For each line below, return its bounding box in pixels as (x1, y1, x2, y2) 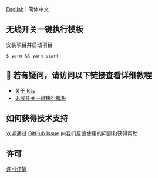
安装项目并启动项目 (6, 41, 53, 48)
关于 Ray (14, 87, 36, 94)
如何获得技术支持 (6, 113, 68, 123)
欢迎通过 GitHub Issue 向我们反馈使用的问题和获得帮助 (6, 130, 138, 137)
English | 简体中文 (6, 6, 49, 12)
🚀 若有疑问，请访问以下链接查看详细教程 (6, 70, 152, 80)
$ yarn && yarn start (6, 53, 59, 59)
